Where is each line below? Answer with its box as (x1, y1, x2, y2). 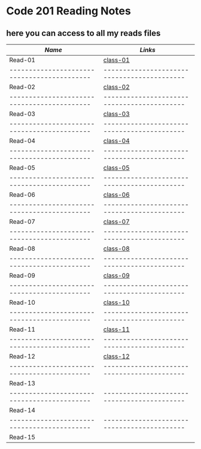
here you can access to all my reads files (6, 28, 161, 38)
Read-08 (9, 244, 36, 253)
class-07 (103, 217, 130, 226)
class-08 (103, 244, 130, 253)
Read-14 (9, 406, 36, 414)
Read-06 (9, 190, 36, 199)
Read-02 (9, 83, 36, 91)
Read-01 (9, 56, 36, 64)
